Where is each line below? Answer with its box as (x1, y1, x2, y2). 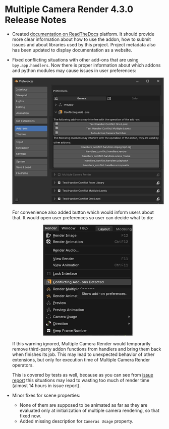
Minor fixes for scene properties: (12, 392, 81, 398)
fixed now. (19, 412, 41, 419)
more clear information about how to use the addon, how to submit (12, 36, 151, 42)
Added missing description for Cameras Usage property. (19, 418, 134, 424)
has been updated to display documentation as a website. (12, 47, 132, 53)
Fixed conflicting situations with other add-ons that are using (12, 56, 139, 63)
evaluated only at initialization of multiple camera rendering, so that (19, 407, 159, 413)
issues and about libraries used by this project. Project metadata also (12, 41, 156, 47)
